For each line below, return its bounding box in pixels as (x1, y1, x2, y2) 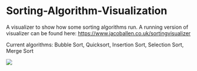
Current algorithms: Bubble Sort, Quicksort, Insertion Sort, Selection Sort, (6, 41, 184, 48)
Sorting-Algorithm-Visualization (6, 4, 168, 18)
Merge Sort (6, 47, 34, 54)
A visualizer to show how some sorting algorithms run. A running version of (6, 23, 189, 31)
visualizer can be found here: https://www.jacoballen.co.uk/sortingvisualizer (6, 29, 191, 36)
